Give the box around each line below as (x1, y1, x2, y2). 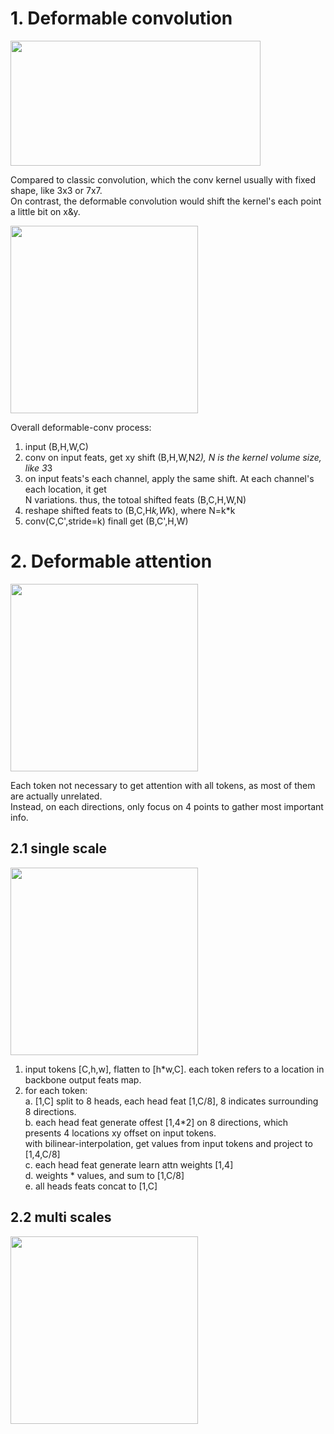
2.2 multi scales (10, 1209, 112, 1226)
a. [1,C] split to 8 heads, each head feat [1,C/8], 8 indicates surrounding (24, 1095, 319, 1107)
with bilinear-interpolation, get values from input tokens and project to (24, 1137, 313, 1149)
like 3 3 (24, 462, 53, 474)
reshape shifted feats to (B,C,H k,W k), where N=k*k (24, 504, 236, 516)
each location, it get (24, 483, 107, 495)
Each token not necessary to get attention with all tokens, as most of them (10, 779, 316, 791)
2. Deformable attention (10, 550, 213, 573)
